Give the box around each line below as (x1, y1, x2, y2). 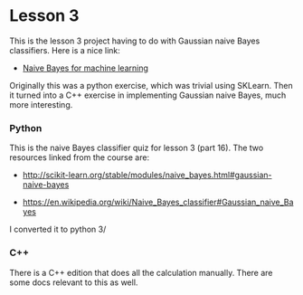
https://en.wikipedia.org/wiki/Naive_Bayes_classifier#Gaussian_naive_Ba (22, 196, 294, 208)
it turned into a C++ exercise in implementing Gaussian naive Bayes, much (9, 90, 287, 100)
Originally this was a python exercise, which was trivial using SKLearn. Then (9, 80, 294, 90)
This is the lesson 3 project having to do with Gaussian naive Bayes (9, 35, 260, 46)
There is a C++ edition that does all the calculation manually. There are (9, 267, 273, 278)
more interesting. (9, 99, 73, 109)
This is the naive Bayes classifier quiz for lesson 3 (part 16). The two (9, 142, 264, 154)
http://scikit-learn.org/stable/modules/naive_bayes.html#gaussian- (22, 169, 273, 181)
